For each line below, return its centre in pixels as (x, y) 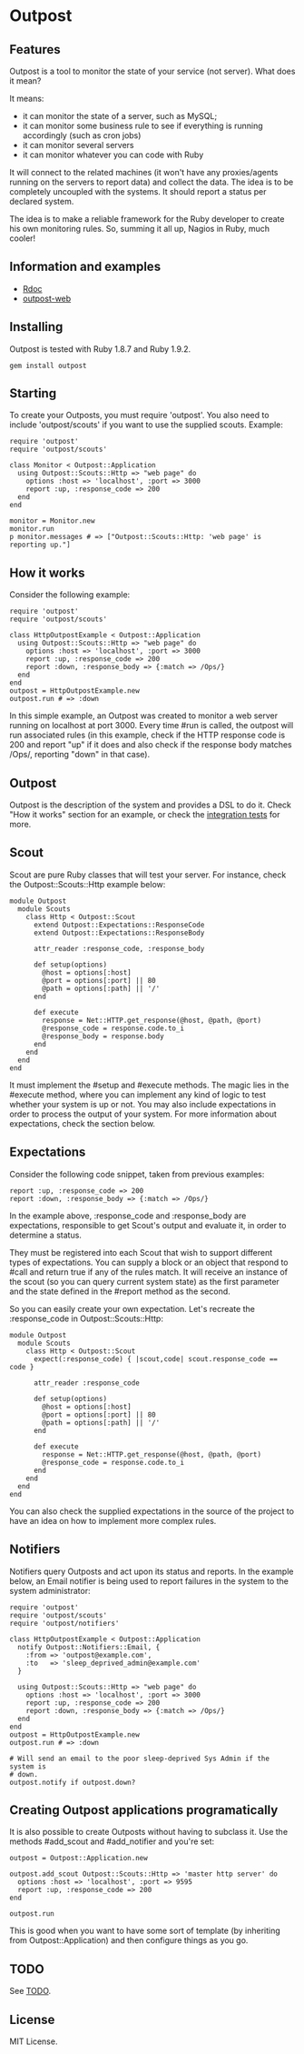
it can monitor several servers (78, 145)
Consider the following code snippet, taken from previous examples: (137, 1174)
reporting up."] (40, 545)
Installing (36, 327)
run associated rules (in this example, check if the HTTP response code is (147, 735)
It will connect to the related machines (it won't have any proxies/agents (144, 172)
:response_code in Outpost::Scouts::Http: (86, 1318)
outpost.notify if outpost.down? (73, 1782)
